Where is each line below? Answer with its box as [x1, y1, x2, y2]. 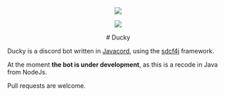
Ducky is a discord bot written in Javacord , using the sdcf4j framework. [7, 47, 214, 55]
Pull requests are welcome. [7, 82, 86, 90]
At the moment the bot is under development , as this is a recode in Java [7, 60, 218, 69]
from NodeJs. [7, 68, 47, 76]
